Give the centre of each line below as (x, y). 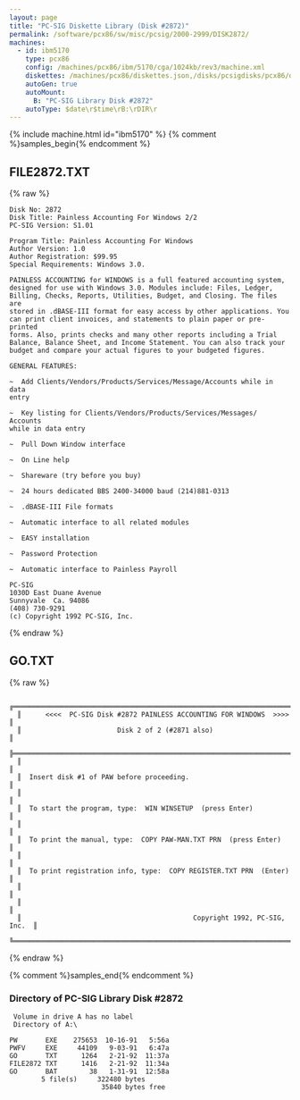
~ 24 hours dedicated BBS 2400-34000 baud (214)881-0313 (119, 491)
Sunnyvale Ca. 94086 (50, 601)
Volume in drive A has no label (73, 1017)
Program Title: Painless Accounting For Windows (101, 241)
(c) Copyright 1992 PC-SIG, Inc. (71, 617)
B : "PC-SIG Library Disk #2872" (93, 101)
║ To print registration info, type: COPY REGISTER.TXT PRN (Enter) (154, 871)
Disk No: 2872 (36, 210)
